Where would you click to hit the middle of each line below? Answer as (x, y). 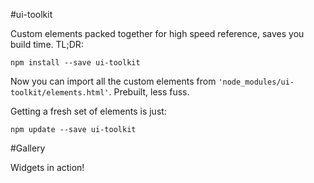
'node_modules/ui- (256, 82)
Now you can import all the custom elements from (113, 81)
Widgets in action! (47, 167)
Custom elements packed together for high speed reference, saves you (157, 33)
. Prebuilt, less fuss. (149, 92)
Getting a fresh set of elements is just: (88, 111)
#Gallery (28, 148)
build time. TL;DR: (47, 44)
